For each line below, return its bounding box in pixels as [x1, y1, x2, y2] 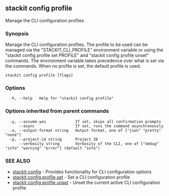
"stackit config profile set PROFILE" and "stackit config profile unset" [5, 53, 149, 59]
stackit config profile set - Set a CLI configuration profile [12, 174, 130, 180]
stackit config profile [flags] [5, 73, 73, 78]
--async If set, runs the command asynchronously [18, 123, 164, 128]
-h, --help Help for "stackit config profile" [10, 96, 114, 101]
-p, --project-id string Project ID [10, 136, 98, 142]
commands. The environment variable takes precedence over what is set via [5, 58, 164, 64]
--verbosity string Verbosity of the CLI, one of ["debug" [18, 141, 159, 146]
